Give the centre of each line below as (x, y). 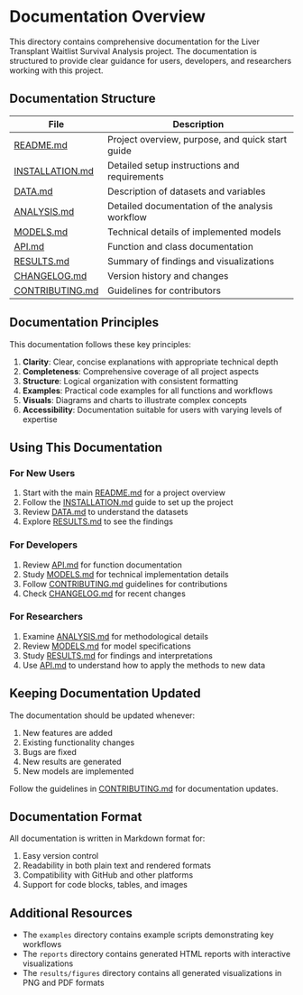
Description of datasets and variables (187, 191)
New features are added (67, 732)
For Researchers (46, 617)
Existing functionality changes (78, 742)
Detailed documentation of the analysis (190, 206)
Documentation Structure (83, 99)
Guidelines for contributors (164, 290)
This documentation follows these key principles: (101, 344)
